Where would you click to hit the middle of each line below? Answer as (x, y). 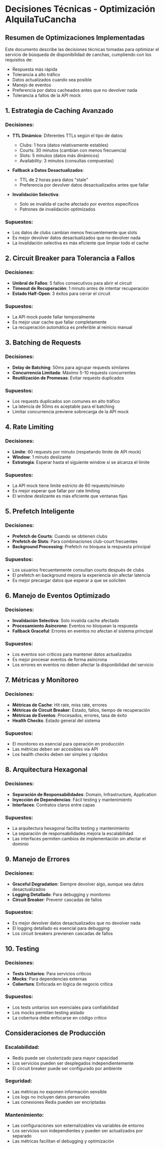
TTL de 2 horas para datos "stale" (54, 180)
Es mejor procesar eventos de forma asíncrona (59, 659)
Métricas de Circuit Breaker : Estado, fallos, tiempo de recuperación (81, 710)
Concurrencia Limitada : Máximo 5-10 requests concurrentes (74, 373)
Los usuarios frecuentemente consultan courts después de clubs (78, 570)
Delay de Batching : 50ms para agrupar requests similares (71, 367)
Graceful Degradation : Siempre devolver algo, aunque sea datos (78, 884)
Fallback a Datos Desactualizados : (48, 170)
